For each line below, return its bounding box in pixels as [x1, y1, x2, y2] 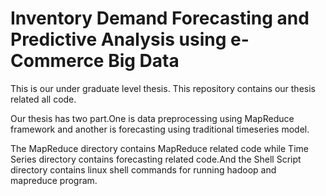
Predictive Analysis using [10, 28, 227, 51]
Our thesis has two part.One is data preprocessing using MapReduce [10, 112, 295, 124]
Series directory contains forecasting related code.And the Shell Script [10, 153, 302, 165]
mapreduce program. [10, 174, 98, 186]
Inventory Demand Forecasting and [10, 7, 310, 30]
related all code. [10, 93, 77, 105]
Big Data [108, 50, 180, 72]
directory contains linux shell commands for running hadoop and [10, 163, 277, 176]
